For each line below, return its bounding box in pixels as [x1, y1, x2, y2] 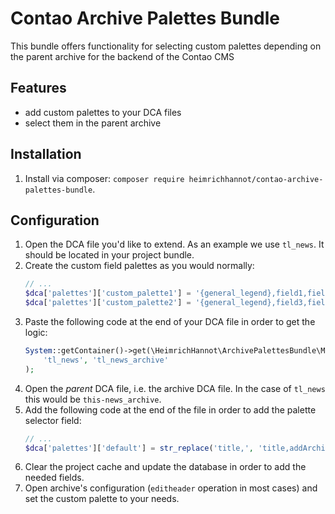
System [24, 346, 53, 356]
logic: [24, 327, 48, 338]
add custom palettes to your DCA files [24, 106, 182, 118]
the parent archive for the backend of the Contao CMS [10, 50, 235, 62]
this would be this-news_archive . [24, 393, 162, 405]
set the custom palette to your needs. [24, 493, 180, 505]
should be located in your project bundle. [24, 249, 195, 261]
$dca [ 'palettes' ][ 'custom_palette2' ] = [24, 298, 192, 308]
